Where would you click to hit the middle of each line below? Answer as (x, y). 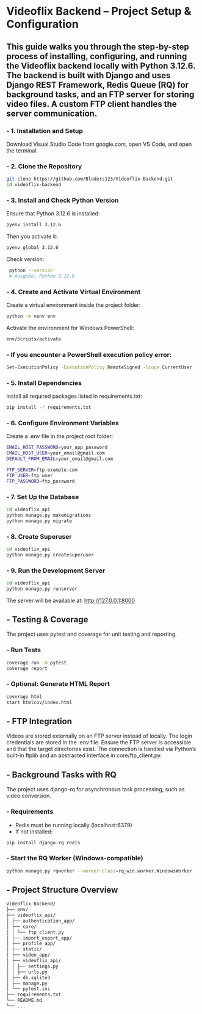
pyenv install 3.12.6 (34, 225)
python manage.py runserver (42, 589)
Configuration (43, 24)
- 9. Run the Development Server (56, 570)
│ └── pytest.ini (28, 989)
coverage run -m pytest (37, 663)
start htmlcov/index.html (39, 702)
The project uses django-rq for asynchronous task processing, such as (96, 789)
